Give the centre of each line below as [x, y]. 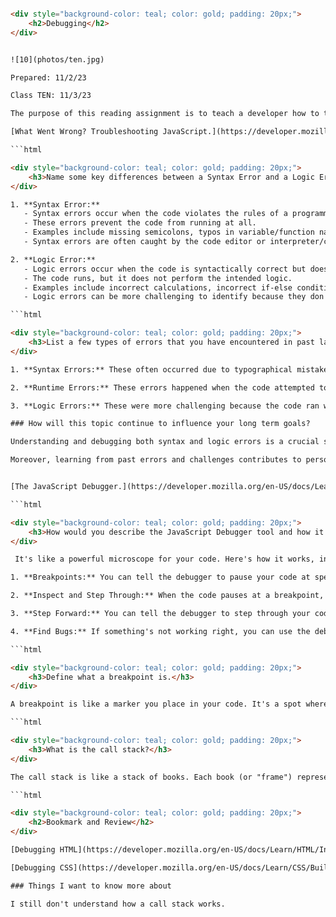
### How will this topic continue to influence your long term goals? [160, 424]
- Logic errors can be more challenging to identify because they [165, 297]
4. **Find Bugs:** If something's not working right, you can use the [160, 631]
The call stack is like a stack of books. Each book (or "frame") [151, 777]
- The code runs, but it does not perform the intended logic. [158, 278]
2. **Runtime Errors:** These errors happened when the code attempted [162, 387]
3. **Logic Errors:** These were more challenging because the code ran [165, 406]
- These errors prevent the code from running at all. [140, 223]
